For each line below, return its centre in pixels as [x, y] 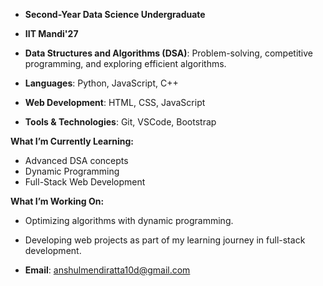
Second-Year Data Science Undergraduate [115, 14]
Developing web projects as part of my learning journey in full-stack [165, 240]
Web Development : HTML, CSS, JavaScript [115, 102]
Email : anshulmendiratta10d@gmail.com [107, 270]
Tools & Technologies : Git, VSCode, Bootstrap [120, 122]
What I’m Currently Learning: [72, 141]
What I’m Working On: [57, 201]
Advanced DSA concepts [76, 160]
